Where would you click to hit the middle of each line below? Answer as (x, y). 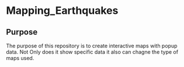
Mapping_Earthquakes (62, 11)
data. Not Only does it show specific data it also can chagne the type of (92, 52)
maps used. (20, 58)
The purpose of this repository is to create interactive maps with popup (92, 46)
